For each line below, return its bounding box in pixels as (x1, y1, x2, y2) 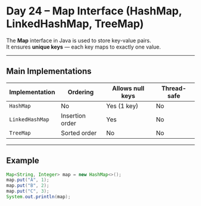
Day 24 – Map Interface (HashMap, (6, 4, 182, 18)
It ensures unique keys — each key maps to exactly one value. (6, 43, 162, 50)
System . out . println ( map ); (6, 194, 71, 200)
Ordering (68, 88, 94, 96)
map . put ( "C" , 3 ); (6, 188, 50, 195)
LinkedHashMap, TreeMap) (6, 17, 144, 31)
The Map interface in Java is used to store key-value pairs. (6, 37, 151, 44)
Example (6, 156, 39, 166)
